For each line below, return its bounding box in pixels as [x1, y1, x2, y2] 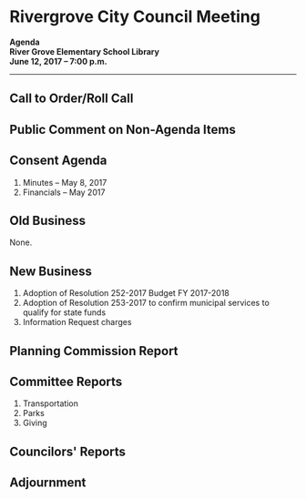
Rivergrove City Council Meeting [9, 6, 261, 27]
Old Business [9, 212, 87, 229]
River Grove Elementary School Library [9, 46, 159, 56]
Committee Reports [9, 373, 123, 389]
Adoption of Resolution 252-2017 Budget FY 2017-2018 [22, 288, 230, 299]
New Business [9, 263, 93, 279]
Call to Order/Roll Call [9, 91, 134, 107]
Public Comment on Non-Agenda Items [9, 121, 237, 137]
